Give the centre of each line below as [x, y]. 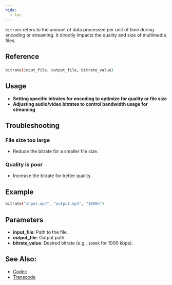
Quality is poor [24, 165]
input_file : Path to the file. [40, 232]
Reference [22, 56]
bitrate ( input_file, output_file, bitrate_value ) [60, 70]
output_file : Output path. [39, 237]
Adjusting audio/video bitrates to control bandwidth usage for [80, 104]
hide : [11, 10]
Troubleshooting [33, 126]
